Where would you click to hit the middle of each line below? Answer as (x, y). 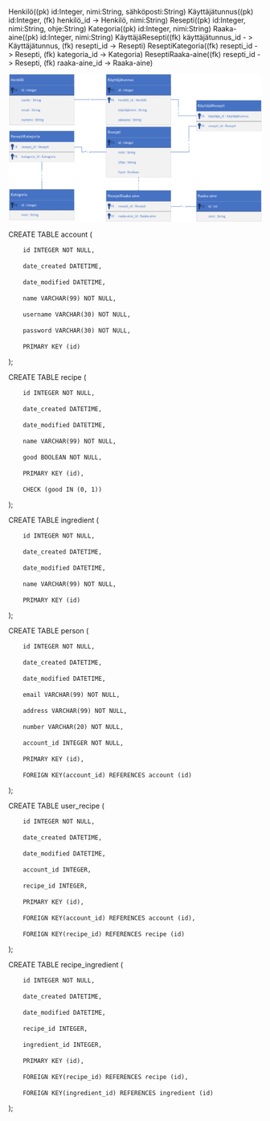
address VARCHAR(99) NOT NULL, (75, 711)
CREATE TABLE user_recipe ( (56, 806)
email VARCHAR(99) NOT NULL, (72, 694)
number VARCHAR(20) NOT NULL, (74, 727)
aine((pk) (23, 37)
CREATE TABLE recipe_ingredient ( (66, 964)
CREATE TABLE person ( (49, 630)
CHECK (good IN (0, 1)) (63, 489)
